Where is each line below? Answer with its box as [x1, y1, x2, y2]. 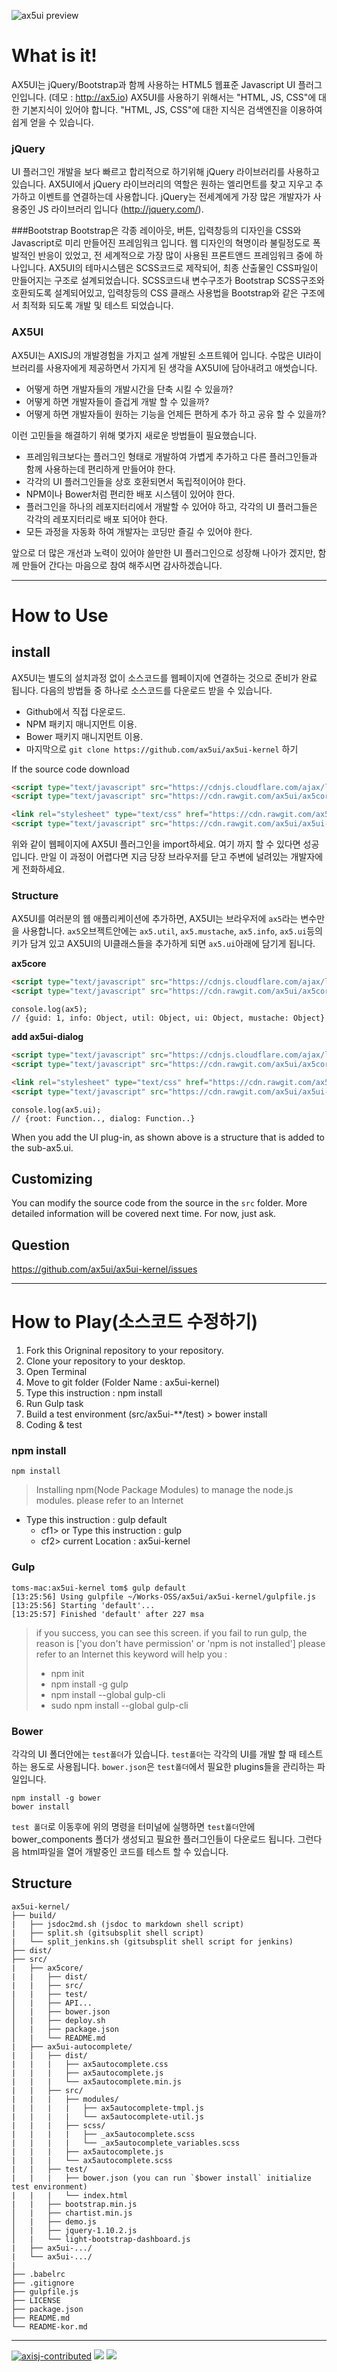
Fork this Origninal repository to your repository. [25, 1345, 224, 1357]
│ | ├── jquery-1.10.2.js [11, 2225, 138, 2235]
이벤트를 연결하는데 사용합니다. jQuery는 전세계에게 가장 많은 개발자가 [37, 191, 311, 203]
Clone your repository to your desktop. [25, 1355, 186, 1367]
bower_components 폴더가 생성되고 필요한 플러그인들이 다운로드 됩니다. [11, 1833, 296, 1845]
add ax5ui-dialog [11, 1031, 84, 1043]
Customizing [11, 1170, 93, 1187]
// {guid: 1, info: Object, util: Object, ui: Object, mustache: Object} [11, 1013, 326, 1024]
